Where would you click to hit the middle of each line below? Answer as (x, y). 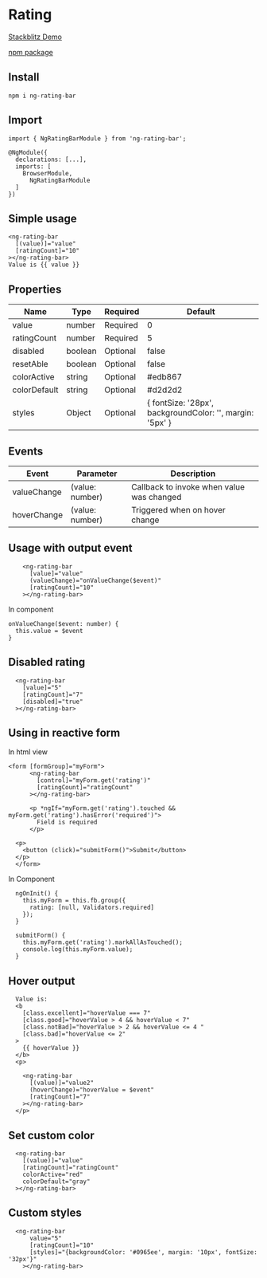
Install (24, 77)
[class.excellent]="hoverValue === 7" (87, 1013)
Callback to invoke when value (188, 487)
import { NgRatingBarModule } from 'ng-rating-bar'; (97, 138)
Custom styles (45, 1213)
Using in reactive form (64, 733)
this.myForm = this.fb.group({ (74, 901)
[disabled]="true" (53, 702)
